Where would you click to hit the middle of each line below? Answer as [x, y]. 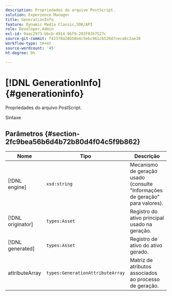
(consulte [141, 184]
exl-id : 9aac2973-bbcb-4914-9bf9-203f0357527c [56, 34]
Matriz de [141, 260]
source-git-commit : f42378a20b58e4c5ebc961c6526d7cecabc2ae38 [73, 39]
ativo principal [147, 218]
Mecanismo [144, 165]
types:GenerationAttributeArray [85, 273]
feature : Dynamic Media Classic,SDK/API [49, 24]
